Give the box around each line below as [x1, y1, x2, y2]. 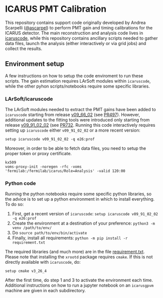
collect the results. [5, 46, 42, 51]
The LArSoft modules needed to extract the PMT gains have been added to [5, 107, 156, 113]
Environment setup [5, 60, 64, 68]
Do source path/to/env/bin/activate [12, 230, 87, 236]
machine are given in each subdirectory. [5, 288, 86, 294]
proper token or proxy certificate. [5, 151, 72, 157]
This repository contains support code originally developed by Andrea [5, 20, 146, 25]
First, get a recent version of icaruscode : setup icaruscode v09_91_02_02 [12, 211, 158, 217]
